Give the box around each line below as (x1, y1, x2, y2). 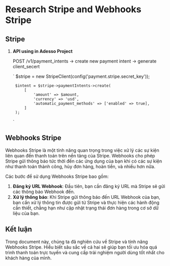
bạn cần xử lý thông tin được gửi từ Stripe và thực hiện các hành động (12, 199, 159, 205)
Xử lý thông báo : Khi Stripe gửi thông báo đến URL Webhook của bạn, (12, 194, 160, 200)
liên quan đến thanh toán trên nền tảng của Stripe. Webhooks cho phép (5, 152, 155, 158)
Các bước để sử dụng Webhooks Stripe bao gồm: (5, 173, 109, 179)
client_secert (12, 64, 40, 69)
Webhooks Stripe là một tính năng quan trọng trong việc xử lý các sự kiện (5, 147, 159, 153)
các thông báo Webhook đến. (12, 189, 75, 195)
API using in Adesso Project (12, 48, 73, 54)
